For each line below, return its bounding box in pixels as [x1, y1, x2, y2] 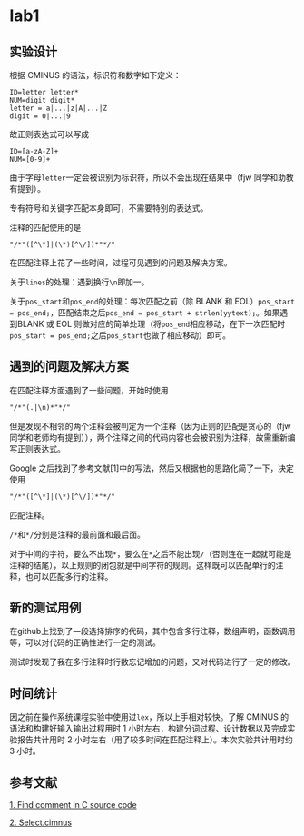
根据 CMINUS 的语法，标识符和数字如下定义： [9, 70, 181, 80]
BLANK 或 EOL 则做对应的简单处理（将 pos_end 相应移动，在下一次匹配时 [16, 319, 286, 329]
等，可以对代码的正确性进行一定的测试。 [9, 637, 161, 648]
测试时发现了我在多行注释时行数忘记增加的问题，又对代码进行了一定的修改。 [9, 656, 296, 668]
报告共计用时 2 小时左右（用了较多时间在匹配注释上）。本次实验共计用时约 [16, 734, 293, 745]
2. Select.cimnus [9, 817, 73, 828]
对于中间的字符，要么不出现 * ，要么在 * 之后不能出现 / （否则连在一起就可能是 [9, 548, 292, 559]
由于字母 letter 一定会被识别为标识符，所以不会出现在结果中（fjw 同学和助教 [9, 172, 294, 183]
